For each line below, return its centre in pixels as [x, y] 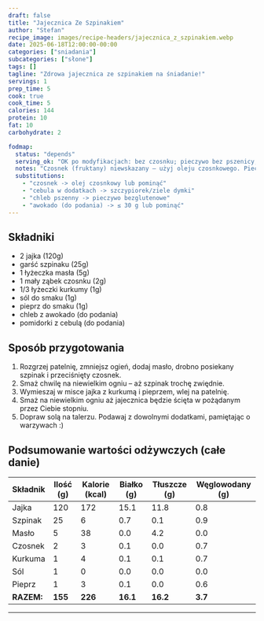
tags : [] [22, 67]
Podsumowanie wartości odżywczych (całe [117, 450]
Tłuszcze [169, 484]
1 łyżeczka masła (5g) [55, 273]
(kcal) [96, 494]
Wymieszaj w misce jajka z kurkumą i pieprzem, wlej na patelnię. [124, 392]
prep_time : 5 [29, 89]
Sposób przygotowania [66, 347]
